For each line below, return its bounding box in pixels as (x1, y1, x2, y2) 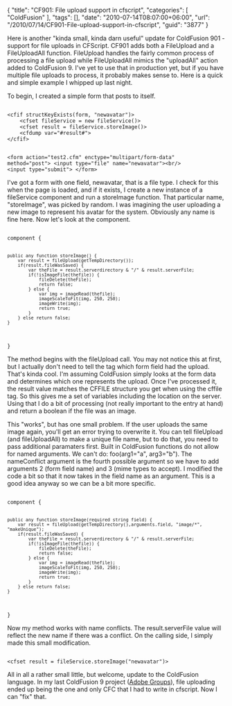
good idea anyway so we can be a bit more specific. (7, 479, 156, 487)
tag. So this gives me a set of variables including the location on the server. (7, 392, 222, 400)
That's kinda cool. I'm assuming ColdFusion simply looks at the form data (7, 370, 216, 378)
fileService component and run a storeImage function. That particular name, (7, 193, 224, 201)
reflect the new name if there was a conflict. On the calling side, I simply (7, 632, 213, 639)
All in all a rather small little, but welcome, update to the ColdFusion (7, 671, 199, 678)
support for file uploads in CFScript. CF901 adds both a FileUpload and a (7, 42, 215, 49)
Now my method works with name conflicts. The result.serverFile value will (7, 624, 222, 632)
